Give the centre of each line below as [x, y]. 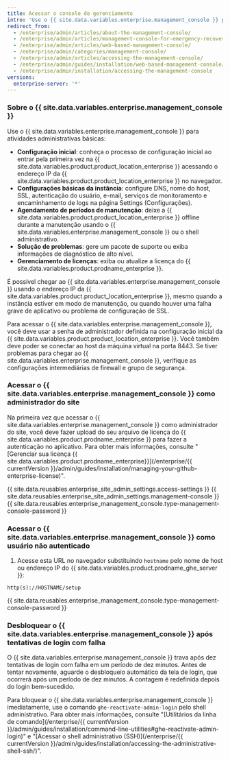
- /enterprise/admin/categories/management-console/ [90, 52]
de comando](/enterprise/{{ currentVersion [68, 722]
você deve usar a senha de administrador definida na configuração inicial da [115, 331]
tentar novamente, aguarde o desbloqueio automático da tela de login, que [112, 672]
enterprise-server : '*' [47, 84]
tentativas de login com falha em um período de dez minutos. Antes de [107, 665]
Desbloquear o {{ [36, 626]
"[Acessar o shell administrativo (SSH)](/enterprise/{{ [108, 736]
